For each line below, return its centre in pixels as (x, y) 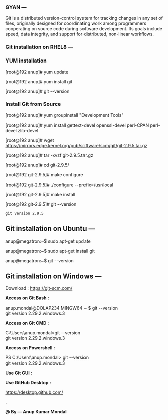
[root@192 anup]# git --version (37, 91)
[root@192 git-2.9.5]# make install (40, 194)
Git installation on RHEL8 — (39, 47)
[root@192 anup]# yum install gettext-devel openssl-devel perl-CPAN (77, 125)
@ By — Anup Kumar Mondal (36, 412)
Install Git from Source (33, 104)
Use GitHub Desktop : (28, 383)
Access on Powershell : (30, 348)
